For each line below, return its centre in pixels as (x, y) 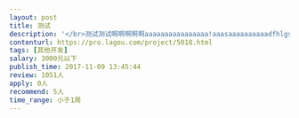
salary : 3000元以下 (43, 59)
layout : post (33, 17)
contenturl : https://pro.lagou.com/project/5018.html (111, 42)
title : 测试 (30, 26)
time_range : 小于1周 (45, 100)
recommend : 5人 (36, 91)
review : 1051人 (36, 75)
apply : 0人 (29, 83)
